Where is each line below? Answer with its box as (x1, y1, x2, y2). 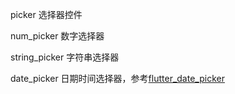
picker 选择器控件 (10, 9, 83, 20)
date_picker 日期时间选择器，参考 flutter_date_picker (10, 73, 225, 84)
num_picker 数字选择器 (10, 30, 105, 42)
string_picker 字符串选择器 (10, 51, 120, 63)
